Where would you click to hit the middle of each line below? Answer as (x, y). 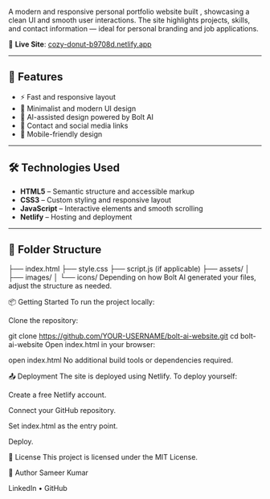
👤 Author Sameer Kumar (48, 472)
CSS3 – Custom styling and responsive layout (95, 199)
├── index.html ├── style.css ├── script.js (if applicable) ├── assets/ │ (129, 269)
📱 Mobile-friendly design (61, 134)
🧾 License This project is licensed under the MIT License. (103, 457)
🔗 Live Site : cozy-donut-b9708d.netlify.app (80, 44)
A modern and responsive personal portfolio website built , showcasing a (129, 12)
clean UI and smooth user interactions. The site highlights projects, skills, (129, 20)
